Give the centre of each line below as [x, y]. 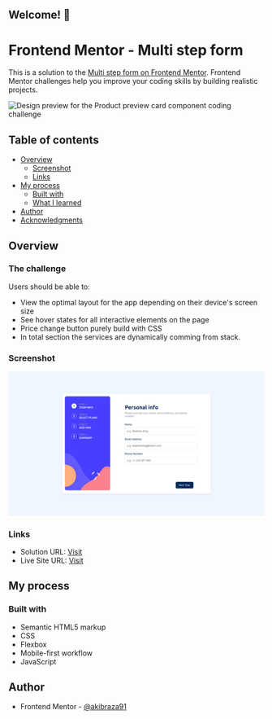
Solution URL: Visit [51, 551]
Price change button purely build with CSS [91, 328]
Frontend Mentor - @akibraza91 [73, 707]
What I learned [57, 203]
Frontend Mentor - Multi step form [126, 50]
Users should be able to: [50, 287]
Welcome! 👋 [39, 15]
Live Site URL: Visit [52, 560]
